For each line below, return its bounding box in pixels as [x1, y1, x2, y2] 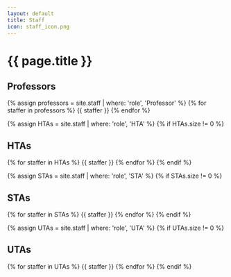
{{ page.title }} [7, 53, 93, 69]
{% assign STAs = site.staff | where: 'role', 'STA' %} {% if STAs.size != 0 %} [7, 171, 223, 181]
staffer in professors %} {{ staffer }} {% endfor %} [7, 106, 151, 115]
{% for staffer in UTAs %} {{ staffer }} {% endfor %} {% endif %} [7, 262, 192, 271]
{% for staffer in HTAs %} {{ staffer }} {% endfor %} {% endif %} [7, 158, 192, 167]
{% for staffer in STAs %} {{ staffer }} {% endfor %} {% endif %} [7, 210, 191, 219]
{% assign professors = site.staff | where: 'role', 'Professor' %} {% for [7, 99, 207, 108]
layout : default [7, 10, 54, 17]
